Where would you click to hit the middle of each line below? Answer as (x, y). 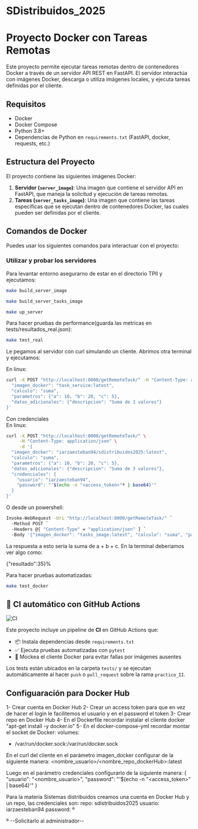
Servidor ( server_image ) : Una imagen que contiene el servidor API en (99, 188)
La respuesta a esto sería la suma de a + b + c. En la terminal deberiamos (95, 546)
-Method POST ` (30, 523)
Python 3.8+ (30, 130)
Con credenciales (27, 419)
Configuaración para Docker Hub (68, 693)
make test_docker (27, 586)
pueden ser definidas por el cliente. (58, 212)
